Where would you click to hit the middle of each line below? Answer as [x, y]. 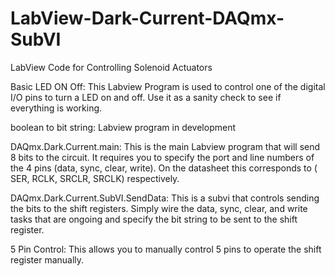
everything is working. [56, 108]
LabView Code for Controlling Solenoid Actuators [111, 67]
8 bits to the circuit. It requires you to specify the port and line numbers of [162, 157]
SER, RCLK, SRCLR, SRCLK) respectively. [95, 178]
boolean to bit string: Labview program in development [123, 127]
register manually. [47, 259]
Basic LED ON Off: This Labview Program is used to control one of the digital [168, 86]
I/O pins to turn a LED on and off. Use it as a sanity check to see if [146, 97]
